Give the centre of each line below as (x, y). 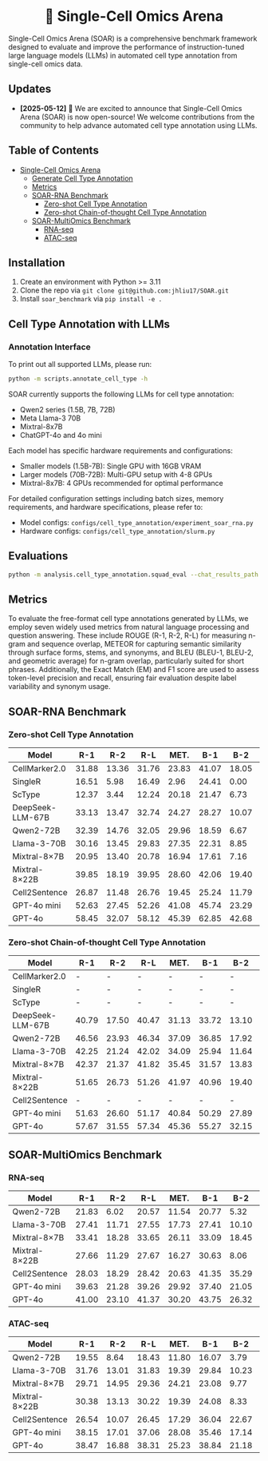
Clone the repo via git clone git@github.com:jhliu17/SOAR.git (124, 290)
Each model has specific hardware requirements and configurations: (120, 450)
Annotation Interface (50, 347)
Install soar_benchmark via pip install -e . (91, 299)
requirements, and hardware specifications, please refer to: (106, 507)
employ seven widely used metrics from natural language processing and (129, 627)
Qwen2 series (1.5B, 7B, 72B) (67, 409)
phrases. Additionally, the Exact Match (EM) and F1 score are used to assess (134, 670)
